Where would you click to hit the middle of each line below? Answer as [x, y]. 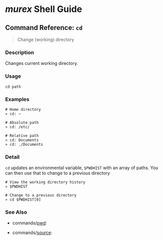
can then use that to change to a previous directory [58, 173]
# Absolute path [22, 122]
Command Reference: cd [44, 28]
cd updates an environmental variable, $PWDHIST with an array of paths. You [82, 168]
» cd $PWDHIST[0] [23, 200]
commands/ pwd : [30, 223]
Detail [12, 157]
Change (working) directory [46, 39]
